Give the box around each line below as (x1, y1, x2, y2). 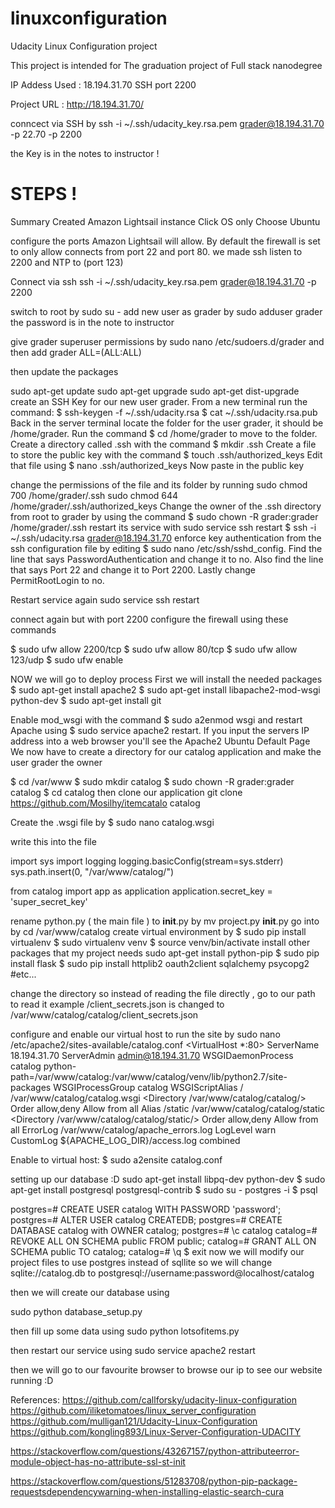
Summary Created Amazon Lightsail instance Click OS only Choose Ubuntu (10, 215, 321, 227)
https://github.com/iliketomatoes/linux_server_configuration (10, 1404, 257, 1416)
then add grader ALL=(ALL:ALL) (10, 346, 142, 358)
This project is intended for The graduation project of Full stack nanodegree (10, 59, 323, 71)
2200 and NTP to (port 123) (10, 256, 124, 268)
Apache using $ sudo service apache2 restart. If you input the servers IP (10, 724, 310, 736)
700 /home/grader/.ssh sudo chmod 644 (10, 489, 179, 501)
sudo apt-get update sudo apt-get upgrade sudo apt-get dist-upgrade (10, 385, 300, 397)
